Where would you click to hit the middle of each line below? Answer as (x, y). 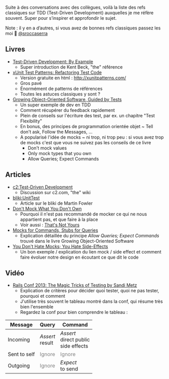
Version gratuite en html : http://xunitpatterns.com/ (73, 78)
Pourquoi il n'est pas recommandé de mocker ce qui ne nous (83, 214)
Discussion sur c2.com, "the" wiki (55, 192)
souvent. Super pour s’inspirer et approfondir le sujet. (61, 18)
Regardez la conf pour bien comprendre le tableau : (74, 312)
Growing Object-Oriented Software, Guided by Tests (67, 99)
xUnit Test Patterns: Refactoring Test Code (57, 72)
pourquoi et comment (43, 296)
